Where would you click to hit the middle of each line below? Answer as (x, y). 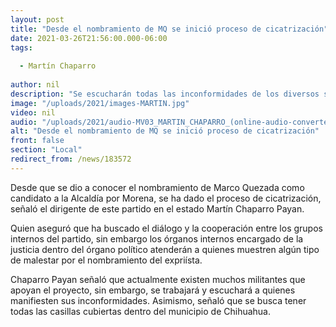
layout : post (37, 19)
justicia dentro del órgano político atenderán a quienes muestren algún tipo (165, 249)
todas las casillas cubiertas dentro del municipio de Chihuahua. (140, 311)
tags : (21, 47)
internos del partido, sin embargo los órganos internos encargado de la (157, 238)
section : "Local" (46, 150)
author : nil (35, 85)
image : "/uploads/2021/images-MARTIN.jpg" (100, 103)
